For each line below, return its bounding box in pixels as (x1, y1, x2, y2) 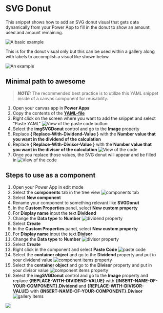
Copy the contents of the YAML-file (12, 110, 85, 116)
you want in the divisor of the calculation (12, 146, 97, 152)
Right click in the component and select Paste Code (12, 246, 118, 252)
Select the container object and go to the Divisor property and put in (12, 262, 152, 268)
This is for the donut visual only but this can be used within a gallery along (5, 48, 155, 54)
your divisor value (12, 267, 49, 273)
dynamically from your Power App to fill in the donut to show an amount (5, 24, 150, 30)
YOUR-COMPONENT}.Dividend (12, 283, 78, 289)
